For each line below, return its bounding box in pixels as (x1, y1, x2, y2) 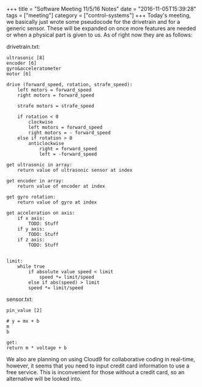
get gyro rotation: (6, 194, 56, 200)
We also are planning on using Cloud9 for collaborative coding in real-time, (6, 356, 196, 363)
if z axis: (17, 237, 45, 243)
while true (17, 264, 45, 270)
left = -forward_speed (39, 151, 97, 157)
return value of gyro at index (17, 199, 97, 205)
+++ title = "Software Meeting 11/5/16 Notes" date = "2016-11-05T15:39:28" (6, 6, 197, 12)
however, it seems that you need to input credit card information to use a (6, 362, 190, 369)
